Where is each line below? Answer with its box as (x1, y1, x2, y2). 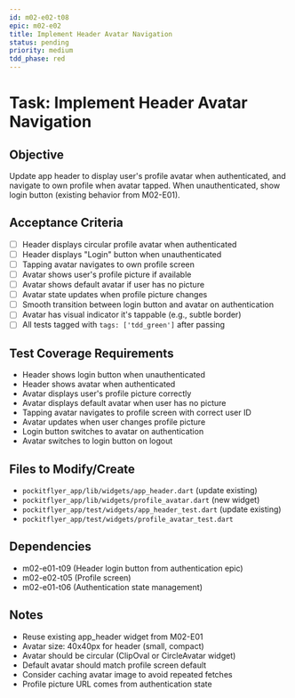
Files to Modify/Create (9, 461, 136, 476)
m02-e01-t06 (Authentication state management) (21, 581, 203, 592)
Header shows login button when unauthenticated (21, 369, 206, 380)
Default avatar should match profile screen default (21, 660, 207, 670)
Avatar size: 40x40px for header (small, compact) (21, 640, 204, 651)
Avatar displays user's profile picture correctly (21, 388, 192, 399)
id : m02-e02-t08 (9, 12, 69, 22)
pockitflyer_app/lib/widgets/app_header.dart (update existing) (21, 485, 258, 495)
